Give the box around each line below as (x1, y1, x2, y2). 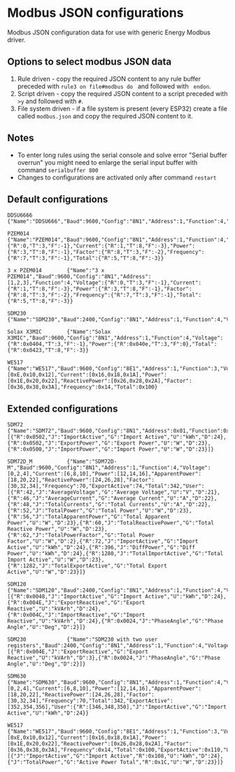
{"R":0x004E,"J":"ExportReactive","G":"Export (7, 600, 145, 607)
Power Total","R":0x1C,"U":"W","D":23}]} (101, 759, 224, 766)
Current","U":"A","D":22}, (138, 495, 218, 502)
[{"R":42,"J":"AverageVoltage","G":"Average (7, 489, 139, 496)
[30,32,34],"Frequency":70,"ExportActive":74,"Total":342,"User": (7, 482, 205, 490)
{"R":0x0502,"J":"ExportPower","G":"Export (7, 440, 136, 447)
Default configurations (7, 193, 108, 205)
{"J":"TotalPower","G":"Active (7, 759, 99, 766)
